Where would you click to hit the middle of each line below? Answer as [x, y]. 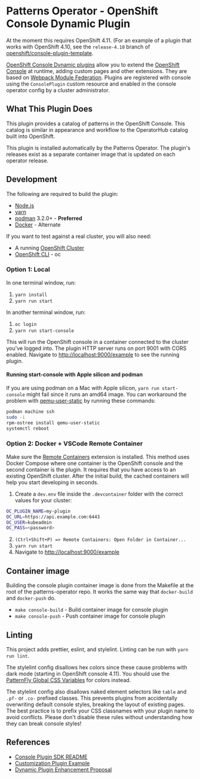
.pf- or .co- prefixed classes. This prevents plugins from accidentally [92, 698]
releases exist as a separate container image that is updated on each [91, 154]
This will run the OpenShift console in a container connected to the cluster [98, 342]
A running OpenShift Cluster [50, 247]
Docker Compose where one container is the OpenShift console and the [95, 463]
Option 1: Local [28, 270]
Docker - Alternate [38, 224]
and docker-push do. [31, 598]
